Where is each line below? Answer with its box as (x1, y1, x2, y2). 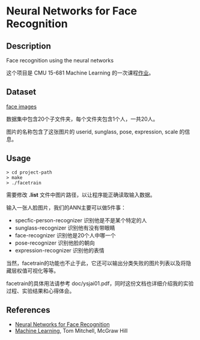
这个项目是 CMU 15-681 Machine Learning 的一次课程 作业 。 (6, 69, 154, 76)
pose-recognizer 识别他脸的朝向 (14, 239, 95, 246)
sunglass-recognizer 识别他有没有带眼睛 (14, 224, 115, 231)
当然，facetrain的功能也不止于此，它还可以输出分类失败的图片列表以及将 (6, 260, 186, 267)
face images (6, 103, 37, 110)
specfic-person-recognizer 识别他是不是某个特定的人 (14, 216, 147, 223)
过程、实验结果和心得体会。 (6, 287, 75, 294)
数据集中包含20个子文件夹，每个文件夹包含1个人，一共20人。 (6, 115, 159, 123)
